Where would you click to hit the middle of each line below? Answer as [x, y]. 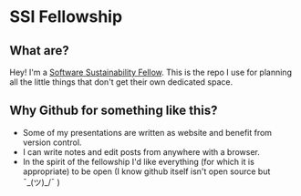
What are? [40, 51]
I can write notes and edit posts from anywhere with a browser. [141, 151]
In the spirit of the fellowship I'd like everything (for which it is [139, 161]
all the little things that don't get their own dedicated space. [121, 82]
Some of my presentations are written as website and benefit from [147, 132]
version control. [52, 142]
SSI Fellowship [66, 17]
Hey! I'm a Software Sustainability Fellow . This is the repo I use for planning [150, 72]
